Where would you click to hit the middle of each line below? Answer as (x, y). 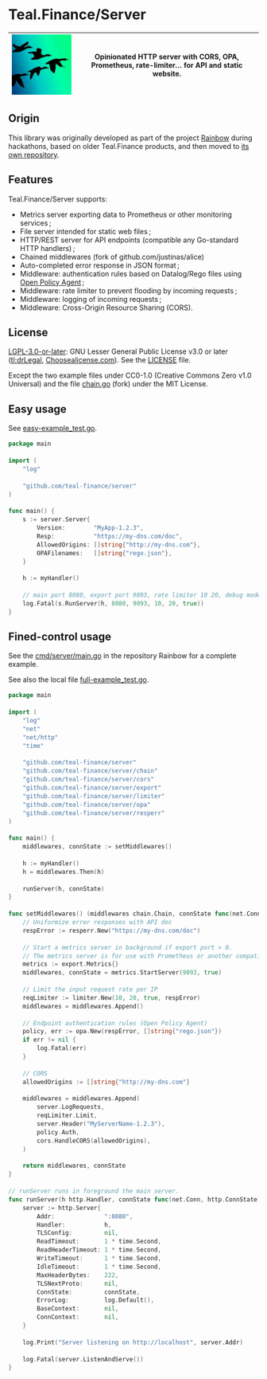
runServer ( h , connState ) (64, 889)
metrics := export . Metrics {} (71, 964)
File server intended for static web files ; (85, 231)
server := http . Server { (62, 1208)
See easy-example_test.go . (53, 429)
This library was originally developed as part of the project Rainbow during (130, 138)
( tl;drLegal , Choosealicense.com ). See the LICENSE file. (100, 360)
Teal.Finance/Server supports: (58, 199)
